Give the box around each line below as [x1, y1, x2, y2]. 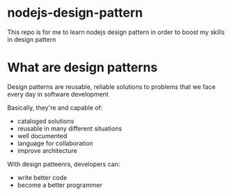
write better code [17, 173, 68, 181]
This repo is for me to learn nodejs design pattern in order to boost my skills [7, 28, 225, 36]
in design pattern [7, 35, 56, 43]
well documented [17, 131, 68, 140]
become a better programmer [17, 181, 102, 189]
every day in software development [7, 90, 109, 98]
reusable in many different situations [17, 124, 123, 133]
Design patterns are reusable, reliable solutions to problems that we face [7, 82, 216, 91]
